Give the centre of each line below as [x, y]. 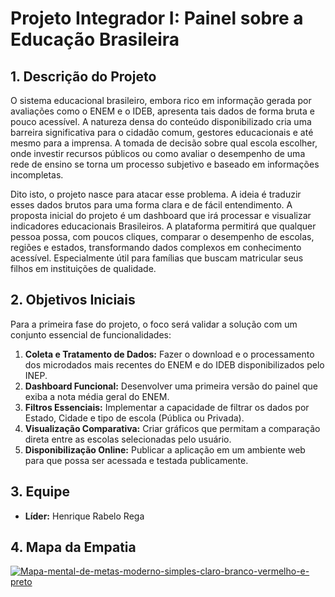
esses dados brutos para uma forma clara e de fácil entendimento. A [151, 205]
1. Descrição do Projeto [83, 76]
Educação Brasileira [95, 39]
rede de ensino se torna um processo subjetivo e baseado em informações [165, 164]
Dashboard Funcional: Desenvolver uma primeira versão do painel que [171, 386]
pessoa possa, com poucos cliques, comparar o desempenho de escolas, [162, 236]
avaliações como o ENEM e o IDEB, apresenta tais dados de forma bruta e [162, 111]
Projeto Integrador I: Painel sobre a [157, 18]
